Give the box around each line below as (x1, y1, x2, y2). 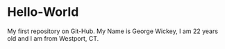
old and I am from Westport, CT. (7, 34, 99, 42)
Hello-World (7, 4, 79, 20)
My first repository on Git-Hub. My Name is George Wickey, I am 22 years (7, 27, 219, 35)
